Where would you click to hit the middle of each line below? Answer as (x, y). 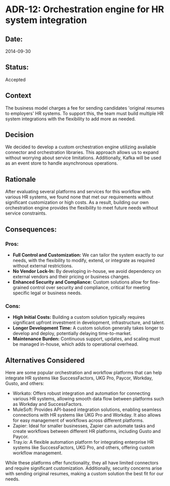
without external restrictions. (43, 266)
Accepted (16, 80)
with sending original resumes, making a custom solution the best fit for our (84, 474)
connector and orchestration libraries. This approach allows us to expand (82, 152)
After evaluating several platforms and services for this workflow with (78, 192)
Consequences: (31, 229)
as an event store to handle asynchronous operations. (62, 163)
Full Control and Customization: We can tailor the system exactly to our (88, 255)
